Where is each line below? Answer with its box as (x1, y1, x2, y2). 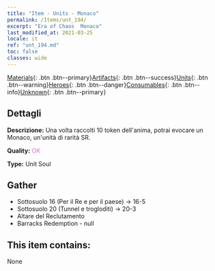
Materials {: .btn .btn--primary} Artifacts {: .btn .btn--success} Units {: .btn (7, 73, 208, 81)
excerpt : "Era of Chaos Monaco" (7, 23, 102, 29)
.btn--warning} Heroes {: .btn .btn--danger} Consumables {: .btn (7, 80, 182, 89)
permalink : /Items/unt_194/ (7, 16, 87, 23)
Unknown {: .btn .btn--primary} (20, 88, 106, 96)
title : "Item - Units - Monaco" (7, 10, 99, 17)
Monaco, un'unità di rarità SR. (7, 133, 91, 141)
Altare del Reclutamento (16, 212, 85, 220)
